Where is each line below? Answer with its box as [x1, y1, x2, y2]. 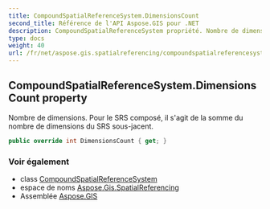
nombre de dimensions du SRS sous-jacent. [8, 121, 154, 131]
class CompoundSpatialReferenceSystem [19, 174, 158, 183]
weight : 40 [8, 42, 45, 50]
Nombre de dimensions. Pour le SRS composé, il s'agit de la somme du [8, 113, 243, 122]
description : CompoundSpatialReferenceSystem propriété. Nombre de [8, 27, 239, 35]
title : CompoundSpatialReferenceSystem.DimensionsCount [8, 11, 199, 20]
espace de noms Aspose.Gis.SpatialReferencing [19, 182, 179, 192]
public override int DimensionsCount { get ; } [8, 137, 167, 145]
